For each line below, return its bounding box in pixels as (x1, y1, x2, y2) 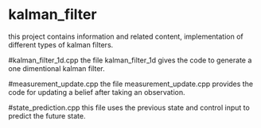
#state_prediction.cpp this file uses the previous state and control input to (8, 103, 251, 112)
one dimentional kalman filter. (8, 63, 105, 73)
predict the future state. (8, 111, 86, 120)
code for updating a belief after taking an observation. (8, 87, 185, 96)
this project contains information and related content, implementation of (8, 32, 244, 41)
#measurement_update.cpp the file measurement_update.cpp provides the (8, 79, 253, 88)
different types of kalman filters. (8, 40, 114, 49)
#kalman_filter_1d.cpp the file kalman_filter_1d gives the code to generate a (8, 55, 252, 65)
